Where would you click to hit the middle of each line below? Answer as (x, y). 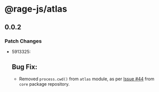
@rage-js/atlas (36, 9)
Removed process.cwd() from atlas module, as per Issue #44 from (87, 79)
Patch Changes (23, 41)
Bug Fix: (25, 67)
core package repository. (44, 84)
